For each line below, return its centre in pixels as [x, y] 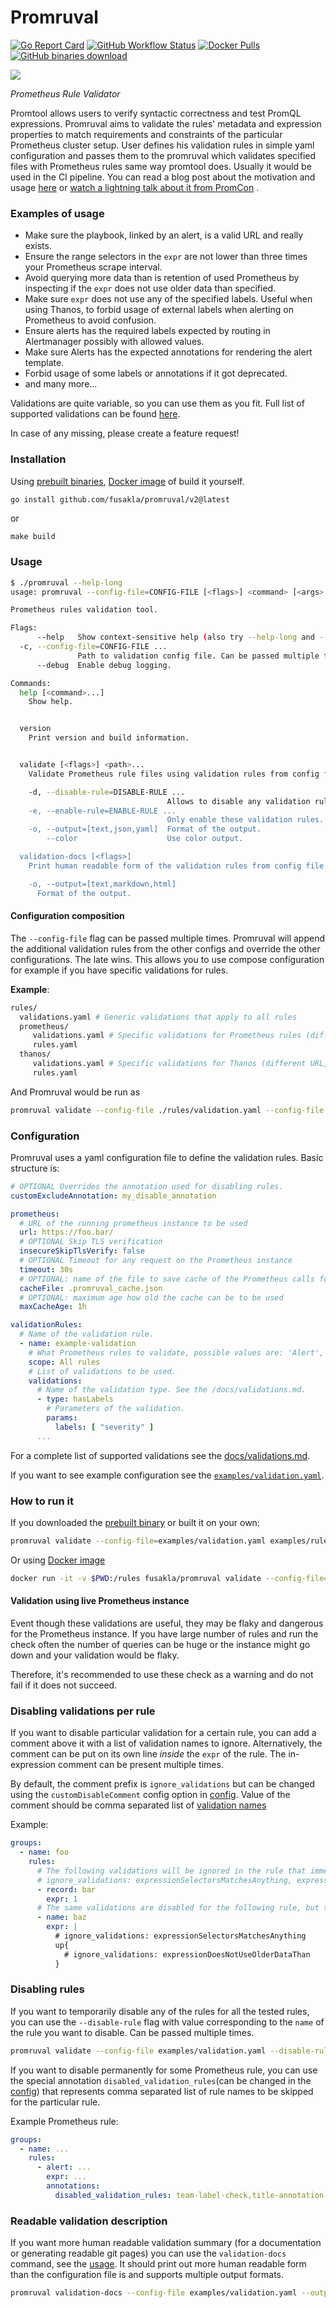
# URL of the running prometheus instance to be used [133, 1223]
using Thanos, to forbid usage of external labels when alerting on [159, 310]
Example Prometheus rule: [64, 2121]
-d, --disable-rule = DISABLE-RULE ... [107, 792]
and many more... [61, 384]
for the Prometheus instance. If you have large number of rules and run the [164, 1633]
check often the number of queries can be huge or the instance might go [160, 1644]
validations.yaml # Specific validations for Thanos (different [169, 1064]
